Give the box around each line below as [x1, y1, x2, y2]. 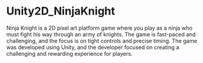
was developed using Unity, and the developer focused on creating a [6, 44, 180, 51]
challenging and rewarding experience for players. [6, 50, 133, 57]
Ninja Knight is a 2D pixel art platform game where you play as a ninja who [6, 24, 193, 31]
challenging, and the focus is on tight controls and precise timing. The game [6, 37, 198, 44]
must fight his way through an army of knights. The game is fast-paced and [6, 30, 196, 38]
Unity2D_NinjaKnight [6, 4, 116, 18]
